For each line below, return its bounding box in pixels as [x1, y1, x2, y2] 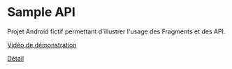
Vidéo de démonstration [7, 40, 77, 49]
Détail [7, 54, 24, 63]
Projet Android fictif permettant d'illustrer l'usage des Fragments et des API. [7, 27, 226, 36]
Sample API [7, 4, 75, 20]
